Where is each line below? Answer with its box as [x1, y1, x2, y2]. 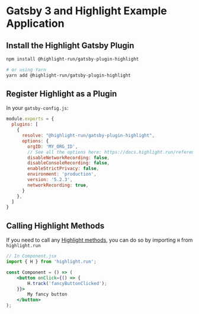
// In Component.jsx [6, 253, 57, 259]
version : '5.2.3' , [27, 177, 73, 183]
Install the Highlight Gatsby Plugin [6, 40, 134, 50]
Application [6, 17, 65, 30]
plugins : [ [11, 122, 38, 128]
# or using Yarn [6, 66, 46, 72]
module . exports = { [6, 116, 54, 122]
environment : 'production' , [27, 171, 97, 177]
